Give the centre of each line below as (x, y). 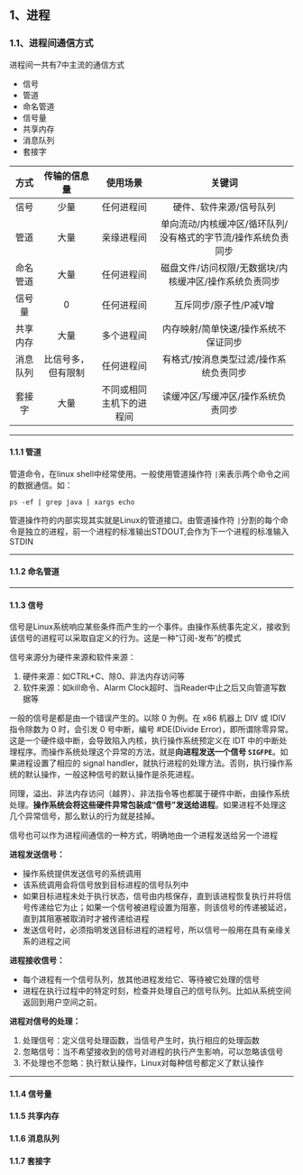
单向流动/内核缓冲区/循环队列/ (225, 224)
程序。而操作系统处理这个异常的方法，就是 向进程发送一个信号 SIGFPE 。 (149, 752)
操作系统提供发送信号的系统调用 (82, 874)
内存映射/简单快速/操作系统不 (224, 328)
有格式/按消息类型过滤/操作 (220, 359)
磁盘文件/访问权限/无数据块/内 (225, 268)
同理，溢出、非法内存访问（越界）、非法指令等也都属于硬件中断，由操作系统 (150, 794)
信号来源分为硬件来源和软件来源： (73, 657)
